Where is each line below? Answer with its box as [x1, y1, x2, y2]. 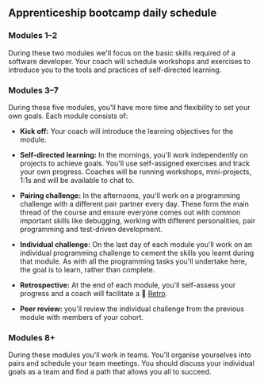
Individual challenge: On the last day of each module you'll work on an [19, 239, 253, 249]
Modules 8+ [8, 332, 55, 343]
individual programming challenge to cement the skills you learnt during [19, 248, 254, 257]
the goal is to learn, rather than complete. [19, 264, 155, 274]
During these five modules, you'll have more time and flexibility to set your [8, 102, 251, 112]
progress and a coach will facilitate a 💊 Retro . [19, 288, 168, 298]
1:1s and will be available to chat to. [19, 175, 135, 184]
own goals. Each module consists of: [8, 111, 128, 120]
